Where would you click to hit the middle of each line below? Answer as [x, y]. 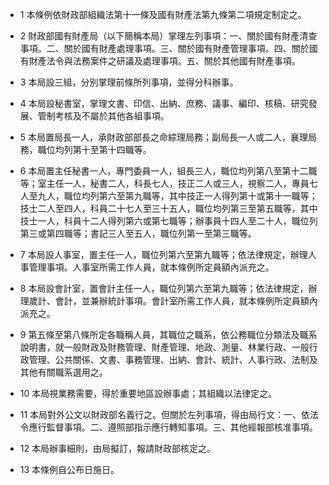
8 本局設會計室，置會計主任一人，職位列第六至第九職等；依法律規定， [164, 288]
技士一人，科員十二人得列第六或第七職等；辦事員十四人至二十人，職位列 [168, 221]
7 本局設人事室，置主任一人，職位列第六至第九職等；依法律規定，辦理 [163, 254]
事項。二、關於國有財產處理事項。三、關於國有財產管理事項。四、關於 [164, 48]
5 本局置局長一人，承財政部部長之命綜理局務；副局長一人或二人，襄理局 [168, 137]
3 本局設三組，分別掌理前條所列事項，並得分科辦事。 [129, 82]
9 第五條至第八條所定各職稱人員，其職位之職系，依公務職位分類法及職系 [168, 334]
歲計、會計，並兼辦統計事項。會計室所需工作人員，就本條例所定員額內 [173, 301]
